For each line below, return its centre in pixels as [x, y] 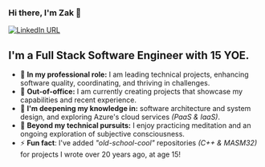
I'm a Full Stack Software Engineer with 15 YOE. [129, 55]
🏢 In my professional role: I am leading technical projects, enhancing [134, 74]
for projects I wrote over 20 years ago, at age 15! [100, 154]
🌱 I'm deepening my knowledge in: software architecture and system [135, 109]
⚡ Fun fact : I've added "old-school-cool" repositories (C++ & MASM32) [139, 143]
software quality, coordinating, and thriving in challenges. [115, 83]
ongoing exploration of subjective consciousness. [102, 134]
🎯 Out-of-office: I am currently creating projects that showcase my [131, 92]
